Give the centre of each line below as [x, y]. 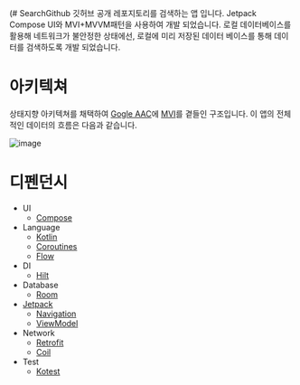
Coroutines [56, 246]
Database [40, 285]
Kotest [48, 371]
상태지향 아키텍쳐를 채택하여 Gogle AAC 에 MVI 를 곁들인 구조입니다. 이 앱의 [142, 113]
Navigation [56, 314]
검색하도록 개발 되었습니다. [73, 47]
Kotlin [47, 237]
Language [41, 227]
